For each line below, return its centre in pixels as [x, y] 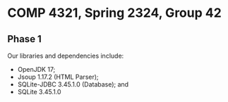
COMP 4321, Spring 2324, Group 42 [115, 13]
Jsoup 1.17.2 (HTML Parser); [58, 77]
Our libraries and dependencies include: [66, 56]
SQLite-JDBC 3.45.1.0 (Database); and [73, 84]
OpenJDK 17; [36, 69]
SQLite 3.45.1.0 [39, 92]
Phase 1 [25, 39]
